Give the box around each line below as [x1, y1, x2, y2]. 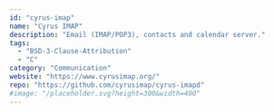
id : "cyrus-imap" [9, 13, 75, 23]
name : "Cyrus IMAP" [9, 22, 83, 31]
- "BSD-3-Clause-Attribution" [17, 47, 132, 56]
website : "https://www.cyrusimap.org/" [9, 72, 161, 81]
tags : [9, 38, 30, 48]
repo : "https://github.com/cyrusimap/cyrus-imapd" [9, 80, 205, 89]
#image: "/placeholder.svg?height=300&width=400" [9, 89, 201, 98]
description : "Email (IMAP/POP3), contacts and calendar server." [9, 30, 266, 39]
